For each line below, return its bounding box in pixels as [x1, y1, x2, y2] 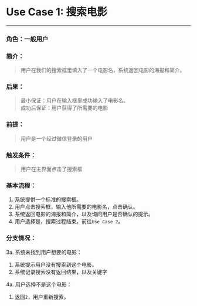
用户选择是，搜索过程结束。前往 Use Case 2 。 [14, 218, 124, 225]
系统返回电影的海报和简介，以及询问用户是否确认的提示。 [14, 210, 154, 217]
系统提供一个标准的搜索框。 [14, 196, 82, 203]
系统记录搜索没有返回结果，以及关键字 [14, 268, 107, 276]
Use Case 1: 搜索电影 [6, 5, 107, 19]
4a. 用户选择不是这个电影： [6, 281, 72, 288]
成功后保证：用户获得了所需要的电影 [20, 104, 108, 111]
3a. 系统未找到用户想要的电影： [6, 249, 82, 256]
